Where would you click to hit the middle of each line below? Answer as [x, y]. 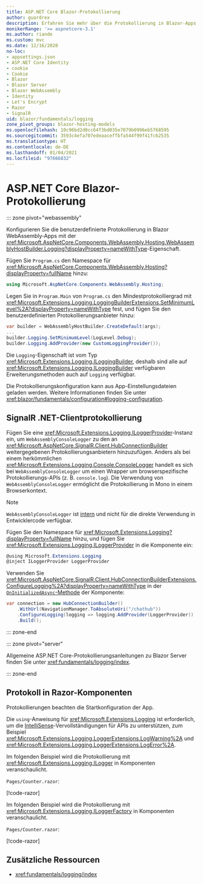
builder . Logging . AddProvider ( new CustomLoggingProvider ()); [84, 343]
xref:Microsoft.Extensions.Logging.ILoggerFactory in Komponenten [90, 811]
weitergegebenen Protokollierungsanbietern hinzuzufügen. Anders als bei [98, 452]
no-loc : [16, 51]
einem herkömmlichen [34, 458]
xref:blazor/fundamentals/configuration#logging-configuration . [85, 399]
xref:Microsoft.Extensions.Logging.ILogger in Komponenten [81, 763]
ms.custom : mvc [25, 40]
